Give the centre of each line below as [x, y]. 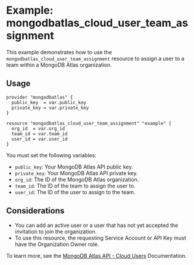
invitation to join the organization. [56, 231]
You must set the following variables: [51, 155]
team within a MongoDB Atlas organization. [59, 65]
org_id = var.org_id [38, 129]
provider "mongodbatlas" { [40, 97]
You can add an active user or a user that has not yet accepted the [96, 225]
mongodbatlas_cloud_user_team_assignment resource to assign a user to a [95, 58]
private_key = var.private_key [50, 108]
